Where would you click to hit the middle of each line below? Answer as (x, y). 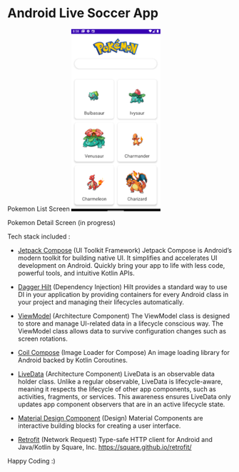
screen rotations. (42, 338)
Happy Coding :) (31, 461)
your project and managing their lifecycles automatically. (101, 302)
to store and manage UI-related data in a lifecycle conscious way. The (120, 323)
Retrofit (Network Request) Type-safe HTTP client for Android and (115, 439)
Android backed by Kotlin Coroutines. (73, 360)
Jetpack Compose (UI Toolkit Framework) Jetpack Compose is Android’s (124, 250)
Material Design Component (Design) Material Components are (110, 418)
